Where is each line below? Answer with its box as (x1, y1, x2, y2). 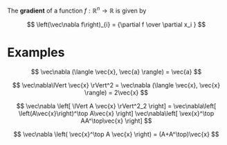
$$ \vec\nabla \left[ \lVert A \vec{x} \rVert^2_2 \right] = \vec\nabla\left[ (16, 101, 217, 110)
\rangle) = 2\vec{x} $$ (84, 88, 149, 96)
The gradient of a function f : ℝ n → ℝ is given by (7, 6, 147, 15)
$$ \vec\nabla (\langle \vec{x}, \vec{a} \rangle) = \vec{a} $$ (30, 67, 202, 76)
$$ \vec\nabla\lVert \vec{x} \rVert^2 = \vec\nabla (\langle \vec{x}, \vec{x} (12, 80, 220, 89)
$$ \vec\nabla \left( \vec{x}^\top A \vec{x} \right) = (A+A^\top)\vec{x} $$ (13, 130, 219, 138)
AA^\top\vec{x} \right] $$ (80, 117, 152, 125)
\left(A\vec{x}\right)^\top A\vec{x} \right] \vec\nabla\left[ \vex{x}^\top (18, 109, 215, 117)
